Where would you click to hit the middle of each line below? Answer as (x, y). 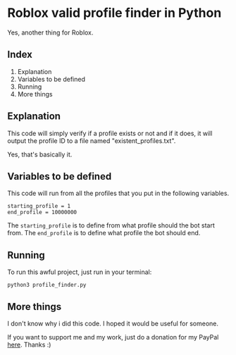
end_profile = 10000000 (42, 213)
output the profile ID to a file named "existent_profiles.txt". (92, 141)
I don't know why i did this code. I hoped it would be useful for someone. (113, 323)
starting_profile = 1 (39, 206)
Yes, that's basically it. (40, 154)
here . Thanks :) (29, 344)
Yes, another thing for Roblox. (50, 32)
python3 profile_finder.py (47, 285)
